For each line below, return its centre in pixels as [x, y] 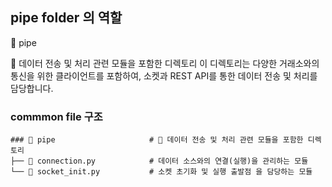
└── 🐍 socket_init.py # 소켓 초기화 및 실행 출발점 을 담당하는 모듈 [161, 172]
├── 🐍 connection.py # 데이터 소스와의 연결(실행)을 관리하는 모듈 [159, 161]
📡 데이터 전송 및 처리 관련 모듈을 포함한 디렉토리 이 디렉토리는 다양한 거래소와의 [165, 63]
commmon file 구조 [56, 116]
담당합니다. [32, 88]
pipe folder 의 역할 [66, 18]
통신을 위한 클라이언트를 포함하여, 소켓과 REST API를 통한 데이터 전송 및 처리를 [164, 75]
